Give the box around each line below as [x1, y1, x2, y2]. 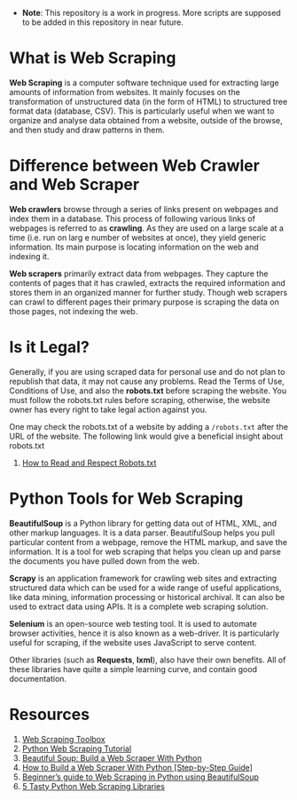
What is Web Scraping [9, 48, 176, 68]
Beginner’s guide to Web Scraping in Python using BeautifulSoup [21, 772, 260, 782]
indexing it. [9, 250, 50, 261]
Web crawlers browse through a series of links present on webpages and [9, 203, 278, 214]
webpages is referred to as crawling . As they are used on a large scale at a [9, 222, 284, 234]
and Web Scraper [9, 175, 140, 194]
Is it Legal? [9, 337, 90, 358]
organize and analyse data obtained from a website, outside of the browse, [9, 115, 284, 125]
